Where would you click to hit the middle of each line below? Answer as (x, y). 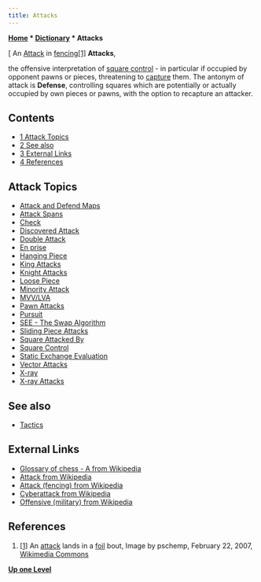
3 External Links (46, 153)
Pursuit (31, 315)
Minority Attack (44, 289)
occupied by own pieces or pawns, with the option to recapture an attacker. (130, 93)
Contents (31, 118)
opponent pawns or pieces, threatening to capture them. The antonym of (126, 76)
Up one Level (30, 569)
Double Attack (42, 239)
